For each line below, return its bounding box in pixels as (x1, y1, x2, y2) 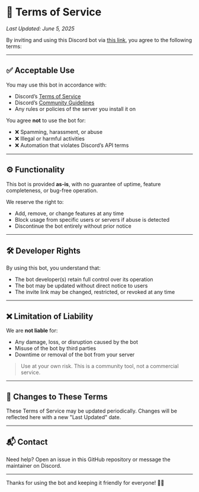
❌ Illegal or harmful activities (14, 135, 85, 142)
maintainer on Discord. (6, 462, 62, 469)
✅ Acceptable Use (6, 65, 75, 76)
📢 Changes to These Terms (6, 391, 108, 402)
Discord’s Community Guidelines (14, 99, 95, 106)
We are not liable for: (6, 327, 58, 334)
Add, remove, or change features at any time (14, 210, 124, 217)
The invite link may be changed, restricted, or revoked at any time (14, 289, 175, 296)
